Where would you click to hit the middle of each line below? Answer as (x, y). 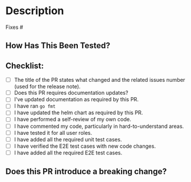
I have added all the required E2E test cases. (68, 153)
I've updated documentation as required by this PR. (76, 100)
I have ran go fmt (35, 106)
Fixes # (14, 27)
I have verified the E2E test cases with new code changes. (85, 146)
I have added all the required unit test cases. (68, 139)
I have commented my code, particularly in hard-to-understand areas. (99, 126)
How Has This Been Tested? (58, 46)
